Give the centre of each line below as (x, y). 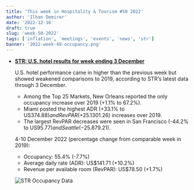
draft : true (21, 28)
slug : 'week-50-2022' (33, 34)
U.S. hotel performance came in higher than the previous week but (96, 72)
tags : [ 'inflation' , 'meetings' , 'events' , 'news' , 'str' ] (80, 39)
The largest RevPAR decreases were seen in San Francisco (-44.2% (106, 121)
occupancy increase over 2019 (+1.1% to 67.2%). (83, 102)
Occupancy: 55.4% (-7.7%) (56, 156)
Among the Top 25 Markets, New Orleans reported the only (96, 96)
